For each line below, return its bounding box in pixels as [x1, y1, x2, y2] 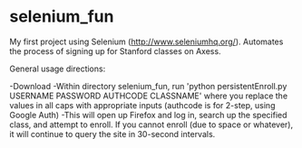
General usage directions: [9, 63, 106, 74]
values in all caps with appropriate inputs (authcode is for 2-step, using [9, 99, 276, 110]
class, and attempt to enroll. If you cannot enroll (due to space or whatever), [9, 119, 293, 130]
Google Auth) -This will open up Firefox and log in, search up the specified [9, 109, 287, 120]
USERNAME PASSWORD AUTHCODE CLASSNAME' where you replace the [9, 90, 288, 101]
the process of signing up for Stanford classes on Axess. [9, 45, 221, 56]
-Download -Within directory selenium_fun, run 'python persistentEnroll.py [9, 80, 287, 91]
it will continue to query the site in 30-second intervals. [9, 128, 216, 139]
